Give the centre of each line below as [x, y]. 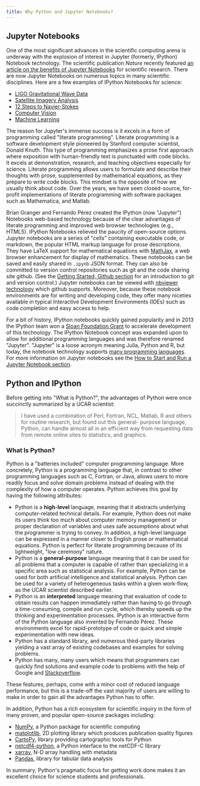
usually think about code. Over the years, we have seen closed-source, [94, 188]
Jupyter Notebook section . [39, 365]
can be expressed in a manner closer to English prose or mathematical [101, 539]
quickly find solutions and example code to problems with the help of [100, 666]
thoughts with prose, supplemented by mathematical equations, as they [94, 176]
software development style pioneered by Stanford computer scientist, [93, 144]
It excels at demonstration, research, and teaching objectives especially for [99, 163]
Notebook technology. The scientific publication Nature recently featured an [100, 63]
